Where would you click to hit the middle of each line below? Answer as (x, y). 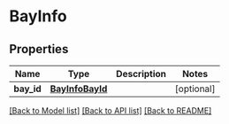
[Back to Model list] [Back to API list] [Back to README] (111, 111)
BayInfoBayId (79, 89)
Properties (39, 49)
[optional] (195, 89)
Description (141, 74)
